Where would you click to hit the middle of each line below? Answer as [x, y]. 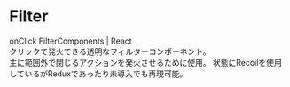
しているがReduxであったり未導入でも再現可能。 [98, 74]
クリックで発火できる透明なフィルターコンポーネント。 [110, 51]
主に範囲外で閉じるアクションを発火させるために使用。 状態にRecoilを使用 [145, 62]
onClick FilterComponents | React [71, 41]
